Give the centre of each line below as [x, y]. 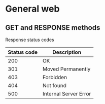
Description [67, 52]
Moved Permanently [66, 69]
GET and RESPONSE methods [53, 28]
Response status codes [30, 40]
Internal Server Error [67, 94]
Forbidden [55, 77]
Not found [55, 85]
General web [32, 9]
